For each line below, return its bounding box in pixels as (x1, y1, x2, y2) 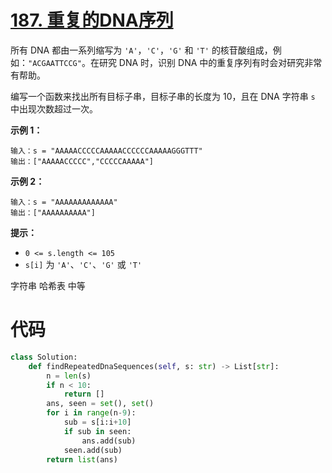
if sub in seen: (63, 426, 132, 436)
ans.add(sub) (81, 436, 137, 446)
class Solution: (10, 352, 78, 362)
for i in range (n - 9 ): (46, 408, 137, 418)
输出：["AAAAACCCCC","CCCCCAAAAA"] (10, 156, 154, 166)
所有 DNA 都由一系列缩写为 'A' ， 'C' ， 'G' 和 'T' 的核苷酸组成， (10, 44, 273, 56)
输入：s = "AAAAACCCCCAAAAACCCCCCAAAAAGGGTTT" (10, 146, 203, 156)
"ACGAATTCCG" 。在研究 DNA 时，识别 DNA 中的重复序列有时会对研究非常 (28, 56, 323, 68)
